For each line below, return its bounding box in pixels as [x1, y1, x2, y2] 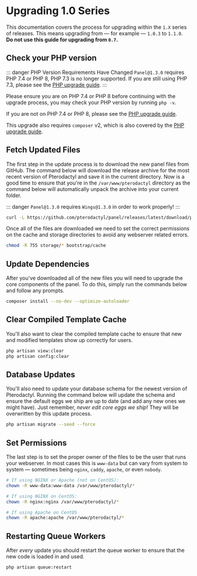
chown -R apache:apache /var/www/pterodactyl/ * [6, 515, 125, 521]
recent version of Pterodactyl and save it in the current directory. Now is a [6, 173, 185, 180]
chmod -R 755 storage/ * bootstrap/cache [6, 243, 107, 249]
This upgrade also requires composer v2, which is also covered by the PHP [6, 122, 185, 129]
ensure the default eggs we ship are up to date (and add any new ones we [6, 398, 186, 405]
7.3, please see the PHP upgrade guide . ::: [6, 81, 107, 88]
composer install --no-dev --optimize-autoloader [6, 299, 130, 304]
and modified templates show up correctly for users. [6, 336, 133, 343]
